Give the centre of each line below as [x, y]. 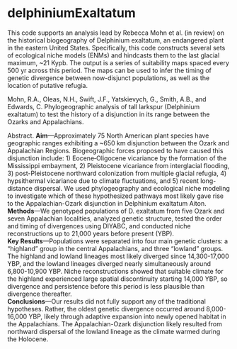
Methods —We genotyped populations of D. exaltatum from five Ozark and [116, 211]
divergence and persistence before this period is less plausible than [106, 286]
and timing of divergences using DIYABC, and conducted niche [99, 226]
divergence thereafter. [40, 294]
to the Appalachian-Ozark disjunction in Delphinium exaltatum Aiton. [107, 203]
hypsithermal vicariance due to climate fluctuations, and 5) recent [103, 181]
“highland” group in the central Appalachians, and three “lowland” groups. [115, 248]
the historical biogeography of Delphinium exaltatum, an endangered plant [116, 40]
